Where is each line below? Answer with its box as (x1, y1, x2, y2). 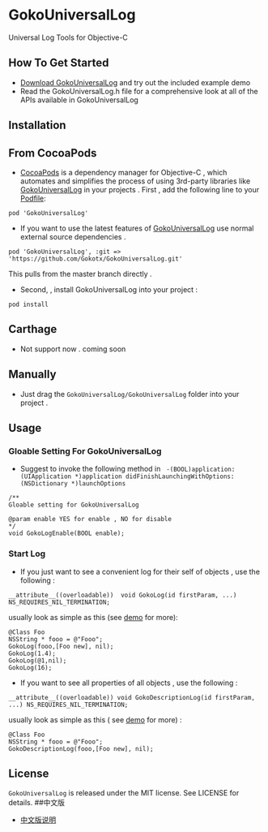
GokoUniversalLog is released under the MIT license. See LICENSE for (8, 788, 240, 798)
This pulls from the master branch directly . (8, 269, 152, 278)
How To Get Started (8, 56, 109, 70)
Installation (8, 119, 66, 132)
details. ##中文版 (8, 798, 66, 808)
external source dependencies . (19, 231, 126, 241)
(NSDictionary (19, 480, 68, 488)
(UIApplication (19, 472, 72, 481)
